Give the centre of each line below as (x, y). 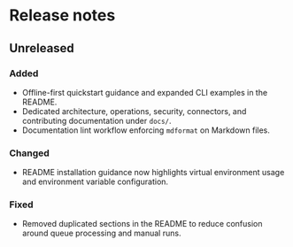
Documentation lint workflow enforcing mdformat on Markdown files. (146, 130)
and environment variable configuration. (95, 181)
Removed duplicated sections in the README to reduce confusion (142, 224)
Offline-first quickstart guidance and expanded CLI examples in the (145, 92)
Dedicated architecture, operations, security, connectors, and (134, 111)
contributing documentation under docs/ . (96, 120)
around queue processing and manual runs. (101, 233)
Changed (30, 153)
